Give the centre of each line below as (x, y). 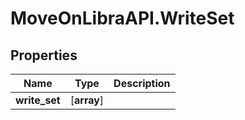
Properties (44, 55)
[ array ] (87, 100)
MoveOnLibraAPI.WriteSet (122, 18)
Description (142, 83)
